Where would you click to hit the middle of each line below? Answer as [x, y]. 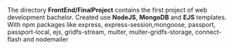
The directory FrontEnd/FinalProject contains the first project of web [107, 10]
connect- [209, 32]
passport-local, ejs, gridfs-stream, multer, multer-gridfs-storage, [101, 32]
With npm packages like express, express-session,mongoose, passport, [112, 24]
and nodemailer [46, 39]
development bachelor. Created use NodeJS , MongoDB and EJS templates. [117, 17]
